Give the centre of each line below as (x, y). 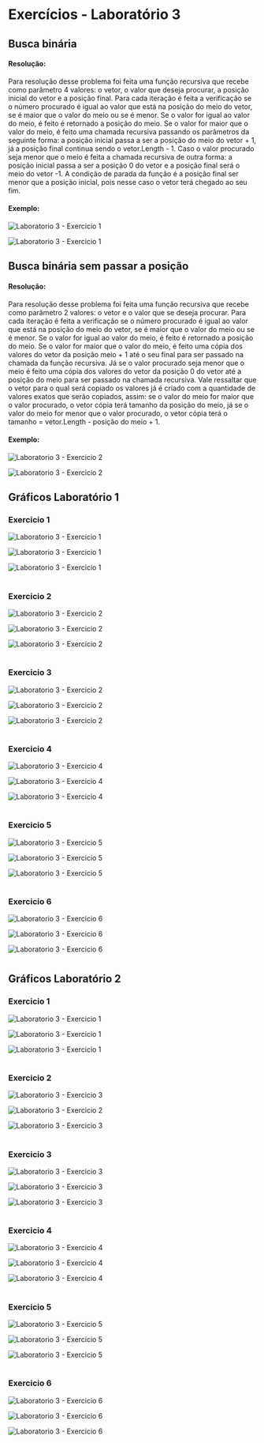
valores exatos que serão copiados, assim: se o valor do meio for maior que (131, 396)
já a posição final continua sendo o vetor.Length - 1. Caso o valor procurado (131, 149)
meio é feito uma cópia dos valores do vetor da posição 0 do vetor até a (125, 371)
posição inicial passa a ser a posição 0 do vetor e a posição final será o (124, 165)
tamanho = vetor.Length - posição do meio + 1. (84, 421)
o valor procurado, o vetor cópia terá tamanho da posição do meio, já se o (128, 405)
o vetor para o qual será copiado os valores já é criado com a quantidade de (132, 388)
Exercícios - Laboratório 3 (95, 15)
